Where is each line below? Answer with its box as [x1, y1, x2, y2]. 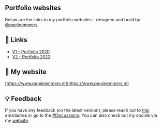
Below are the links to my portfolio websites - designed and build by [5, 16, 140, 22]
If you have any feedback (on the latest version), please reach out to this [5, 107, 149, 113]
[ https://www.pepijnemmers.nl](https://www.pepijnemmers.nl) [5, 81, 129, 86]
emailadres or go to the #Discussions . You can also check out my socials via [5, 113, 157, 118]
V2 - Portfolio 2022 [12, 54, 51, 59]
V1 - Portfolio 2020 [12, 48, 50, 55]
